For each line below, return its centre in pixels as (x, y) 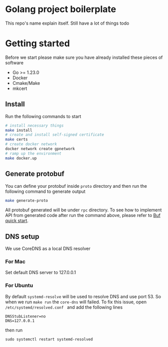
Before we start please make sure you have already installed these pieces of (84, 57)
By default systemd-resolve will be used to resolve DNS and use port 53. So (83, 296)
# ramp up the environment (33, 153)
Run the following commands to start (43, 116)
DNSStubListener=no (26, 316)
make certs (17, 140)
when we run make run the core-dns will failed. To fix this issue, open (76, 302)
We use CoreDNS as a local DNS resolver (48, 249)
